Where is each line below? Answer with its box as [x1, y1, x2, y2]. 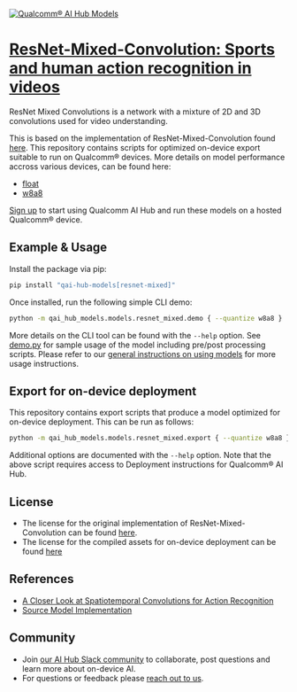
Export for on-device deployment [9, 384, 197, 399]
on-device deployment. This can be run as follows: [9, 416, 194, 427]
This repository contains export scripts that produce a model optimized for [9, 408, 281, 418]
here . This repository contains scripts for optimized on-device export [9, 142, 261, 152]
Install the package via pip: [9, 263, 108, 274]
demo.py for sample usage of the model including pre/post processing [9, 339, 266, 350]
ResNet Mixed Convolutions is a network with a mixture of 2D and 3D [9, 106, 261, 117]
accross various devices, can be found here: [9, 160, 171, 172]
